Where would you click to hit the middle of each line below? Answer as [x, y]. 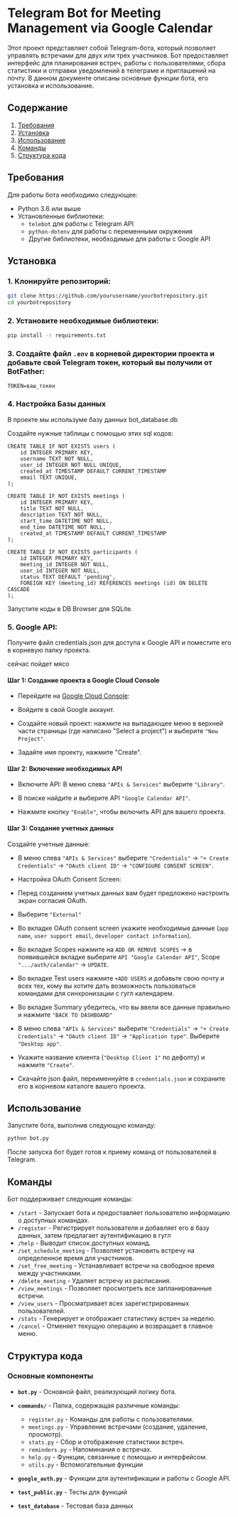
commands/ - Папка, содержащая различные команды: [99, 1405]
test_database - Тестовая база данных [75, 1506]
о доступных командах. [54, 1221]
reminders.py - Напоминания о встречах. [90, 1449]
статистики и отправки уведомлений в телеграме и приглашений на [112, 70]
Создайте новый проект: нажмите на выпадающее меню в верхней [120, 723]
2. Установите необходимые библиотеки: [83, 320]
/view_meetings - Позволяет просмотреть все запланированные [115, 1288]
